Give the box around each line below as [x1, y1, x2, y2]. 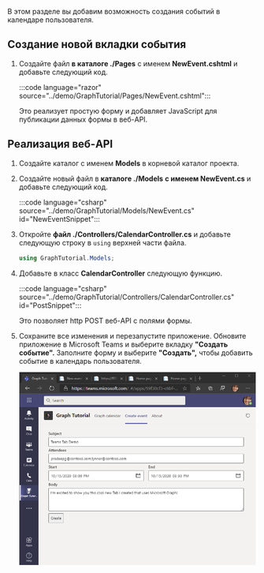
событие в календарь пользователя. [18, 356, 143, 365]
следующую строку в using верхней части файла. [18, 238, 187, 247]
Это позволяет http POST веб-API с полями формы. [18, 316, 192, 325]
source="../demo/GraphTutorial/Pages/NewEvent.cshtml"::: [18, 91, 211, 100]
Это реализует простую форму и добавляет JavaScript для [18, 106, 218, 115]
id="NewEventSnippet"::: [18, 214, 100, 223]
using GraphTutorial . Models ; [18, 254, 115, 262]
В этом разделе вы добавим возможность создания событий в [7, 7, 221, 16]
